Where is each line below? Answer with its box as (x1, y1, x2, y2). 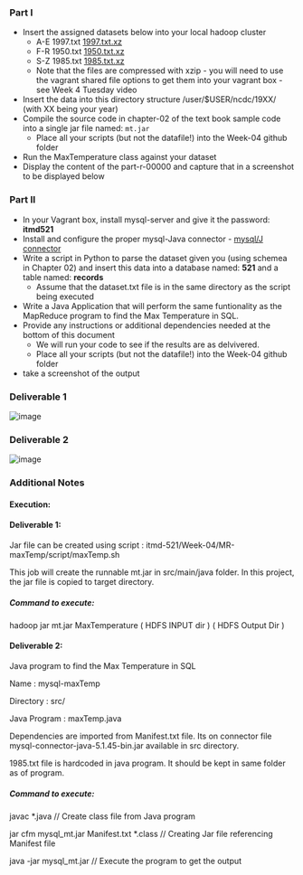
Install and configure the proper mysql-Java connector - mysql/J (22, 233, 264, 244)
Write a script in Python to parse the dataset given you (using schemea (22, 252, 288, 263)
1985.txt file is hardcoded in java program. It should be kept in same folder (9, 757, 287, 769)
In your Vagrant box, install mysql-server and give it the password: (22, 214, 270, 225)
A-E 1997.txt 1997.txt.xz (35, 36, 123, 47)
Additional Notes (9, 476, 85, 489)
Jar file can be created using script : (9, 540, 145, 550)
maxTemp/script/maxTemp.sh (9, 549, 120, 560)
